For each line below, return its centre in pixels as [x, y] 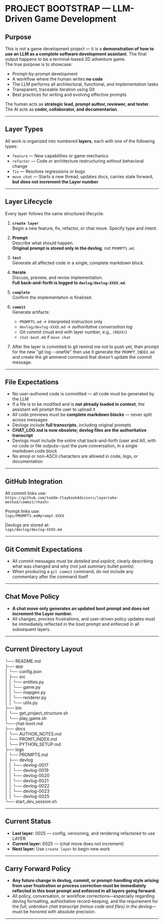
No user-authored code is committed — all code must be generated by [83, 394]
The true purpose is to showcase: [39, 64]
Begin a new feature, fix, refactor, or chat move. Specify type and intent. [85, 228]
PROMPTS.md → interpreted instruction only [61, 322]
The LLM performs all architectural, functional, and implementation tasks [85, 84]
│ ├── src [15, 676]
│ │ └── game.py [23, 687]
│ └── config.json [23, 671]
